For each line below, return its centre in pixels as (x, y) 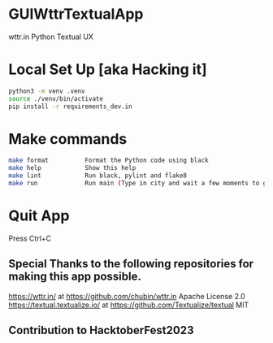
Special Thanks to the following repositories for (131, 264)
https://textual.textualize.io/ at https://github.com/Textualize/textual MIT (129, 305)
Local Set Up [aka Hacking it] (108, 69)
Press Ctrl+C (30, 238)
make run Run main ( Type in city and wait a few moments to (134, 184)
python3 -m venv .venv (47, 91)
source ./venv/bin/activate (56, 98)
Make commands (68, 139)
